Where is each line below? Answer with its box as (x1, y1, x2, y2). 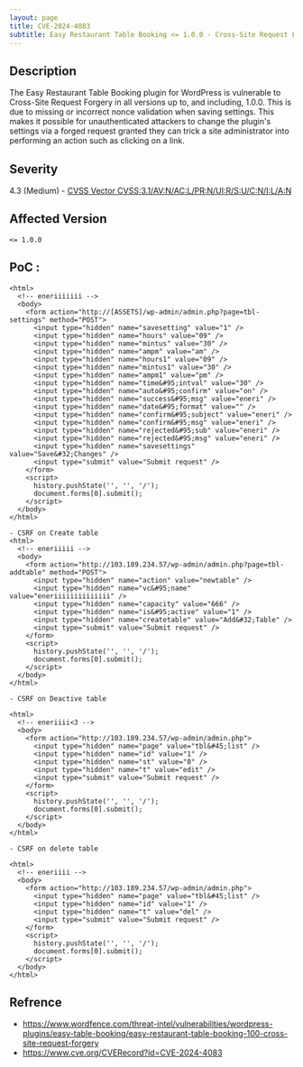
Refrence (9, 995, 62, 1010)
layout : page (9, 13, 59, 23)
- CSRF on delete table (9, 844, 99, 853)
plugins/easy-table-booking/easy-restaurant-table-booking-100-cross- (22, 1028, 289, 1039)
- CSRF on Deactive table (9, 694, 106, 704)
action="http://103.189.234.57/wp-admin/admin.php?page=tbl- (49, 560, 284, 569)
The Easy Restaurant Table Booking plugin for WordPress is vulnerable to (9, 87, 281, 98)
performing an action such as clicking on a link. (9, 135, 185, 146)
